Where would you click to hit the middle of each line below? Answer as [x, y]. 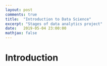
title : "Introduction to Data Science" [48, 19]
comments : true [21, 14]
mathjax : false [21, 33]
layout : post [19, 10]
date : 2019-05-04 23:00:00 [36, 28]
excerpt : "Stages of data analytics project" [54, 24]
